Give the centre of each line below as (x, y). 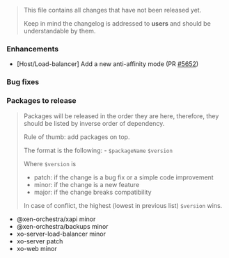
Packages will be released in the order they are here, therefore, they (121, 116)
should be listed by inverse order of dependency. (94, 123)
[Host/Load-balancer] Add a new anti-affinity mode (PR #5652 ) (108, 64)
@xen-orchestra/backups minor (62, 226)
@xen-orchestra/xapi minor (56, 219)
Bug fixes (23, 82)
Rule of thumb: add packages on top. (77, 137)
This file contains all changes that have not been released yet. (112, 10)
